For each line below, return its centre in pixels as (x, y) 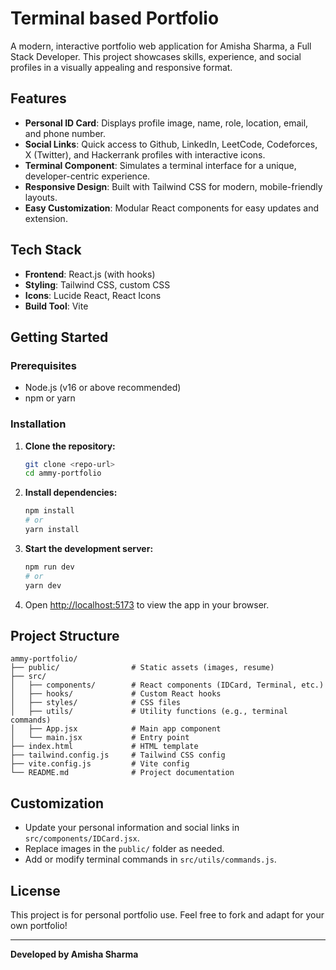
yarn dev (43, 585)
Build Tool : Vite (56, 306)
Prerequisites (43, 365)
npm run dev (49, 567)
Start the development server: (89, 548)
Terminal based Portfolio (115, 18)
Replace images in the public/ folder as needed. (124, 849)
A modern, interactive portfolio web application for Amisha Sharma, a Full (161, 46)
